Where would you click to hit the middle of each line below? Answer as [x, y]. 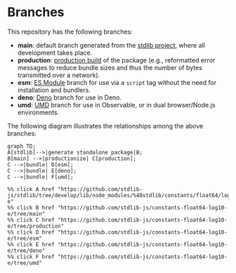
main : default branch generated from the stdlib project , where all [111, 45]
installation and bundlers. [54, 90]
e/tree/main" [26, 214]
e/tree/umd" [25, 263]
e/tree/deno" [26, 251]
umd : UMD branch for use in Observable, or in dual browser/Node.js [116, 105]
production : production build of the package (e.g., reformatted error [116, 60]
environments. [38, 112]
